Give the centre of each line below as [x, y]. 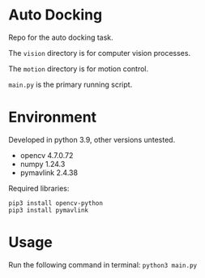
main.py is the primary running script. [70, 84]
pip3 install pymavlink [49, 210]
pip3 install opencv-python [56, 203]
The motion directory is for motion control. [79, 68]
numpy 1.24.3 [43, 164]
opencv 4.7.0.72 [47, 155]
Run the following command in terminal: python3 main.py [102, 264]
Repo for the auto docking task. [61, 37]
